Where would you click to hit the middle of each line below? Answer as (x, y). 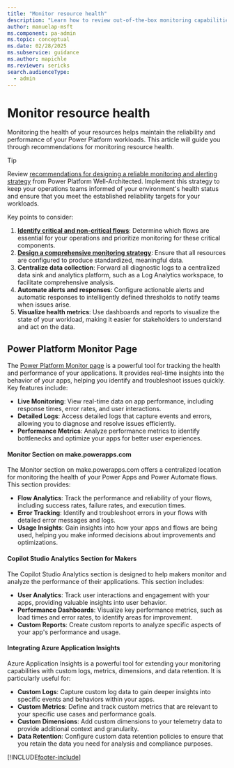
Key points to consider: (40, 217)
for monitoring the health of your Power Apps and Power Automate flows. (112, 477)
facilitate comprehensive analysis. (66, 282)
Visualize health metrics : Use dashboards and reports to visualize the (118, 312)
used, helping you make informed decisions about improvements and (116, 535)
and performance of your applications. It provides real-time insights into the (116, 373)
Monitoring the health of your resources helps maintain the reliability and (111, 132)
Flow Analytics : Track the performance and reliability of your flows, (115, 498)
